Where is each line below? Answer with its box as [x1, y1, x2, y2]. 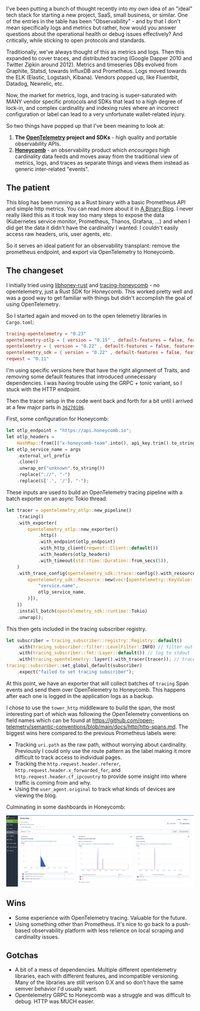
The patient [6, 183, 50, 193]
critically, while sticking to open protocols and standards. [6, 37, 146, 44]
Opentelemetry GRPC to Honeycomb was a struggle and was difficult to [14, 991, 191, 999]
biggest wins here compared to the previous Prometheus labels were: [6, 729, 177, 736]
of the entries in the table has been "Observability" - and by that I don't [6, 18, 180, 24]
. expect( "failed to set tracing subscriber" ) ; [17, 669, 135, 675]
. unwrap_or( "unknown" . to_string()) [17, 465, 105, 471]
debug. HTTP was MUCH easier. [14, 998, 95, 1005]
